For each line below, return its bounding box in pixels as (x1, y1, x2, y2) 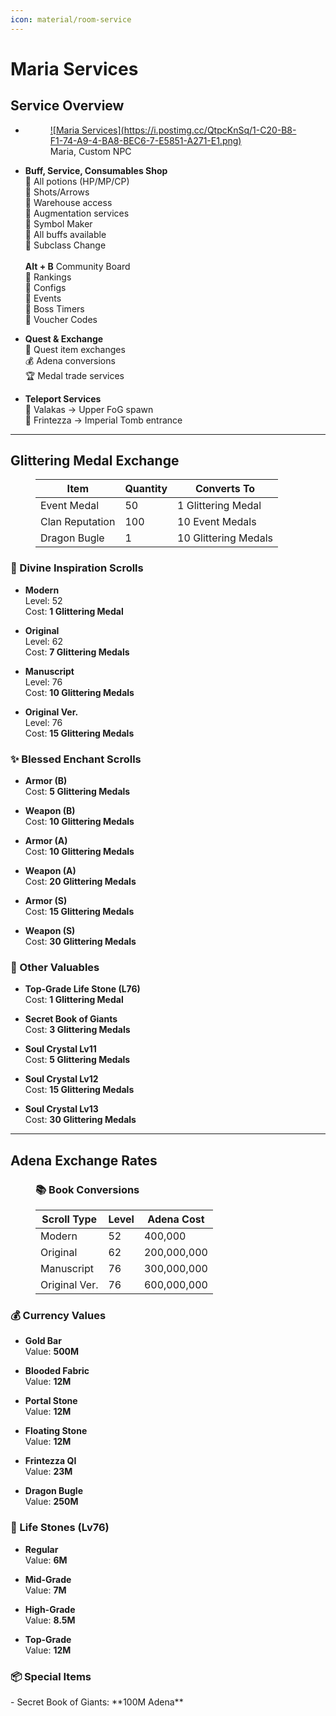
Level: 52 (24, 594, 63, 606)
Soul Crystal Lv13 (24, 1103, 99, 1115)
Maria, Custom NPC (49, 145, 132, 157)
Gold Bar (24, 1335, 62, 1347)
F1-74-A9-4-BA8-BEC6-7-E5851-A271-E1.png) (49, 134, 242, 146)
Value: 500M (24, 1346, 80, 1358)
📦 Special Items (10, 1669, 92, 1683)
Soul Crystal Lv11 (24, 1043, 97, 1055)
